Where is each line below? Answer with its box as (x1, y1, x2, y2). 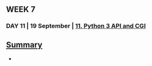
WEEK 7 (6, 5, 36, 14)
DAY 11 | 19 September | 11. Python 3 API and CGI (6, 22, 146, 30)
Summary (6, 40, 43, 50)
